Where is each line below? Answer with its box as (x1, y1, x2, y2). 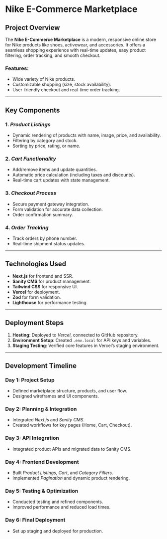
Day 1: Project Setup (5, 376, 55, 383)
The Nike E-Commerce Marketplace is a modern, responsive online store (5, 36, 157, 42)
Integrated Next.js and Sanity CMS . (12, 417, 85, 423)
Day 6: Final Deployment (5, 517, 66, 524)
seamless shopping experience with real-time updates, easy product (5, 47, 146, 53)
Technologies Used (5, 260, 66, 268)
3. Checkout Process (5, 189, 57, 196)
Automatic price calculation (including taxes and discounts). (12, 172, 135, 178)
